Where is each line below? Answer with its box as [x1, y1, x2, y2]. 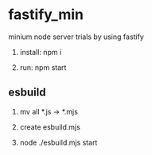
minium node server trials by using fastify [8, 32, 145, 41]
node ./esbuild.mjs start [19, 138, 98, 147]
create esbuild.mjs [19, 122, 81, 132]
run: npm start [19, 62, 67, 72]
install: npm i [19, 47, 62, 56]
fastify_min [8, 6, 84, 24]
